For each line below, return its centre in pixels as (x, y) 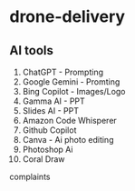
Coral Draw (43, 159)
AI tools (32, 50)
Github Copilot (49, 130)
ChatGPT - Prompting (63, 72)
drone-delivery (67, 17)
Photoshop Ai (48, 149)
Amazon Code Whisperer (70, 121)
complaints (30, 176)
